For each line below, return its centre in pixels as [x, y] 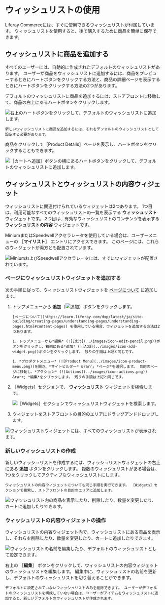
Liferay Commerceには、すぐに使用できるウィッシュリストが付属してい [78, 25]
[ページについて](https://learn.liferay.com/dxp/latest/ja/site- [78, 317]
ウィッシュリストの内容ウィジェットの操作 [56, 521]
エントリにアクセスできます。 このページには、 [98, 241]
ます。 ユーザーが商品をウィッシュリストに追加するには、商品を [74, 73]
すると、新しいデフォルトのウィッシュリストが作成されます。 [62, 599]
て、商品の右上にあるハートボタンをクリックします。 [59, 102]
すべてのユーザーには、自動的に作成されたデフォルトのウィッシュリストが [81, 67]
